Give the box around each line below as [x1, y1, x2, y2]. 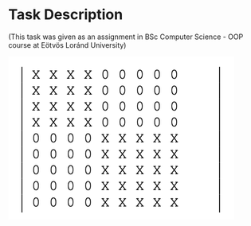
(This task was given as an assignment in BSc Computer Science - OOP [8, 32, 244, 41]
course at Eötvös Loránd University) [8, 40, 127, 49]
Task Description [8, 6, 124, 24]
